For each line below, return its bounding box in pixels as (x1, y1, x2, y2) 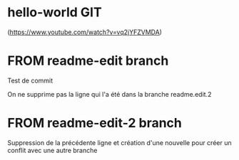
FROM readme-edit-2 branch (7, 115, 182, 132)
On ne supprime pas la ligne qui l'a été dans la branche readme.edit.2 (7, 90, 212, 98)
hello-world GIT (7, 4, 102, 21)
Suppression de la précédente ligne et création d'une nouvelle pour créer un (7, 138, 232, 146)
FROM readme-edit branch (7, 53, 169, 69)
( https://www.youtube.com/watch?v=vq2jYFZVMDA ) (7, 28, 163, 36)
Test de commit (7, 76, 54, 85)
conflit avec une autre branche (7, 146, 98, 154)
